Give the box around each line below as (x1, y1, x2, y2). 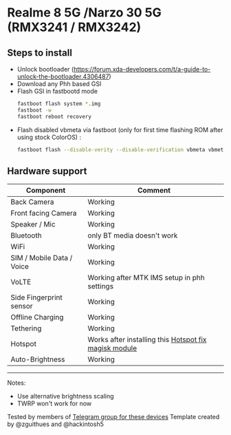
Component (25, 186, 66, 195)
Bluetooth (10, 231, 43, 240)
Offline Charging (10, 312, 64, 322)
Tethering (10, 323, 42, 333)
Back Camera (10, 198, 54, 207)
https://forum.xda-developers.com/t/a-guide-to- (73, 65, 211, 73)
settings (87, 282, 114, 291)
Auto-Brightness (10, 354, 65, 364)
